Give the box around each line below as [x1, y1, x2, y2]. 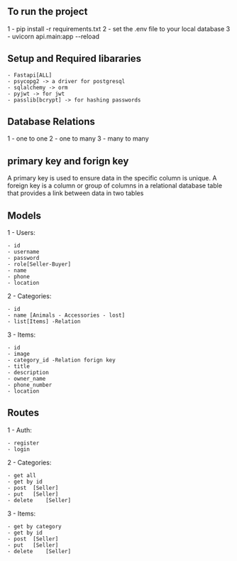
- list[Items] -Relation [7, 318, 81, 325]
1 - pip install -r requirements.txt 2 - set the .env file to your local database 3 [7, 24, 231, 33]
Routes [7, 407, 40, 419]
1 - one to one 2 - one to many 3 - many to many [7, 134, 149, 143]
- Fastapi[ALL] [7, 71, 53, 79]
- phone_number [7, 381, 53, 389]
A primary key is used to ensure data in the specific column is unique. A [7, 174, 217, 183]
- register [7, 440, 40, 447]
